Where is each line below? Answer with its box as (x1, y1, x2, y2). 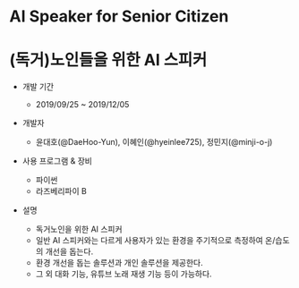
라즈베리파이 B (35, 186, 87, 197)
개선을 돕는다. (45, 246, 94, 257)
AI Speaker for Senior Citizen (9, 6, 229, 27)
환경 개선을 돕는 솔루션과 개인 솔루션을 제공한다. (35, 258, 203, 268)
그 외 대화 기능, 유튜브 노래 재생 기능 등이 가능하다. (35, 268, 212, 279)
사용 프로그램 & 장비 (21, 156, 92, 166)
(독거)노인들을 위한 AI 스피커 (9, 50, 208, 71)
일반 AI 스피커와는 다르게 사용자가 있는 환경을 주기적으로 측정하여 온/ (35, 235, 276, 246)
